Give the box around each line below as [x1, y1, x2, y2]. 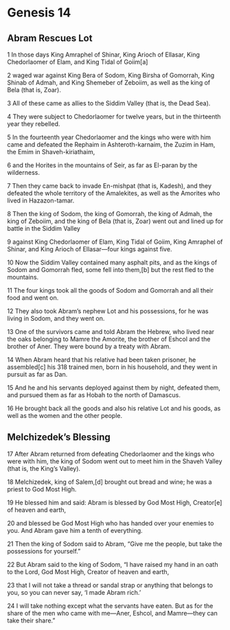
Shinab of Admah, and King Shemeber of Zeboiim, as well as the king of [7, 78, 211, 87]
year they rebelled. [7, 120, 60, 128]
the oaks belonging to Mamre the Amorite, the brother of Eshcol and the [7, 335, 211, 343]
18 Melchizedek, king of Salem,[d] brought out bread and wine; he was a [7, 477, 212, 486]
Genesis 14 [7, 5, 71, 21]
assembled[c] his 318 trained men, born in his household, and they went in [7, 363, 218, 371]
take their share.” [7, 616, 56, 624]
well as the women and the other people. [7, 412, 122, 419]
